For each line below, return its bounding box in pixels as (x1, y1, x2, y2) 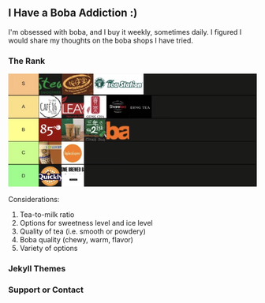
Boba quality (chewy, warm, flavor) (19, 234, 134, 244)
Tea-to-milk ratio (19, 209, 75, 219)
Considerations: (8, 194, 60, 204)
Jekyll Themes (8, 263, 66, 274)
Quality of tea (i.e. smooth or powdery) (19, 226, 146, 236)
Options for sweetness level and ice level (19, 218, 153, 227)
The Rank (8, 55, 46, 66)
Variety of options (19, 243, 78, 252)
